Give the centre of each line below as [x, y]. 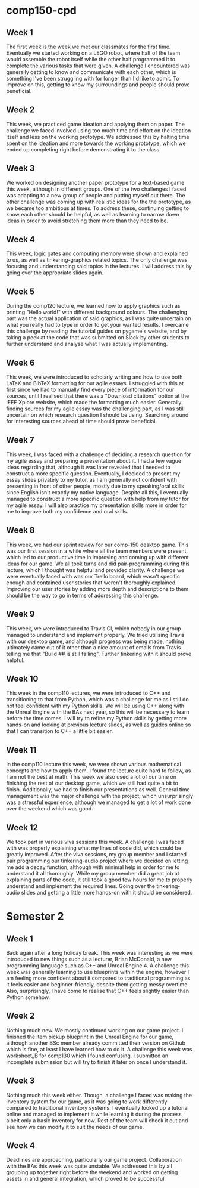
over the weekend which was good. [50, 809]
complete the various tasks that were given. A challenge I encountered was [98, 66]
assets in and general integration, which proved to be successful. [86, 1179]
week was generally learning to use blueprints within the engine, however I [97, 972]
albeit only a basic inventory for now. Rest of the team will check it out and [97, 1120]
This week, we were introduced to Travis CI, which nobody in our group [94, 628]
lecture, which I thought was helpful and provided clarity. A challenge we [95, 570]
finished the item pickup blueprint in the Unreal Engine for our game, [90, 1037]
